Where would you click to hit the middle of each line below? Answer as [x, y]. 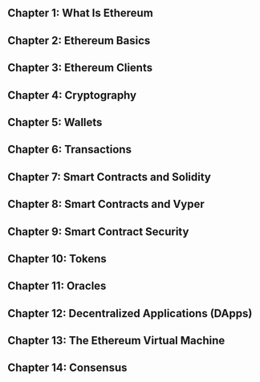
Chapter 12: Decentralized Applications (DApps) [130, 313]
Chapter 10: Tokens [57, 259]
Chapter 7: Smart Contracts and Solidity [110, 177]
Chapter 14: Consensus [67, 368]
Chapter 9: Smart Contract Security [98, 232]
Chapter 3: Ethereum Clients [80, 68]
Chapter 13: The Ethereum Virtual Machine [116, 341]
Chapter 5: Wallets [55, 122]
